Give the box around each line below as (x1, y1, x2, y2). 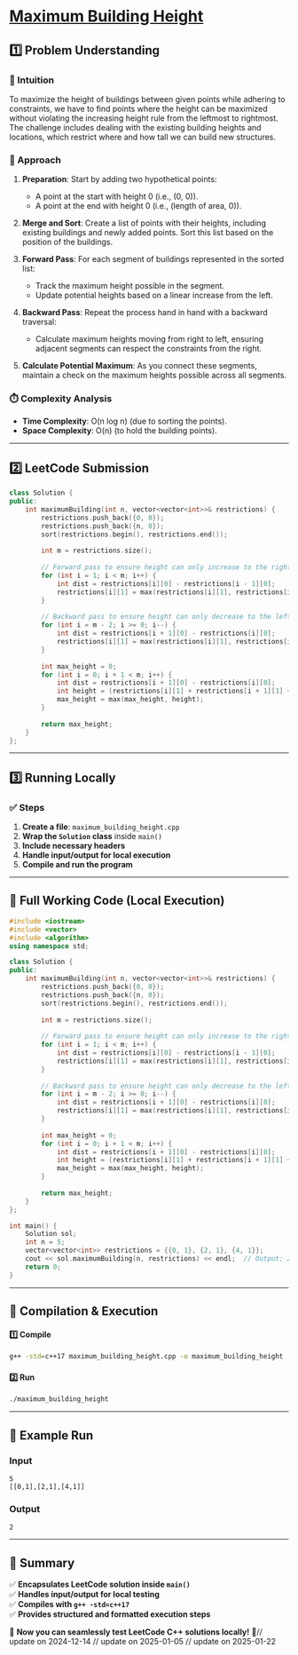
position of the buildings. (21, 237, 114, 248)
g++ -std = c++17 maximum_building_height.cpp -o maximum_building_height (9, 1352, 284, 1361)
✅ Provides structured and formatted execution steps (9, 1609, 211, 1619)
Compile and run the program (21, 859, 133, 870)
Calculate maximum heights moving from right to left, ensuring (35, 334, 264, 344)
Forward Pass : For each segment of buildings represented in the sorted (21, 254, 285, 265)
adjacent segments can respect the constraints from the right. (35, 344, 263, 354)
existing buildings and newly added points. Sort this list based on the (21, 227, 274, 238)
